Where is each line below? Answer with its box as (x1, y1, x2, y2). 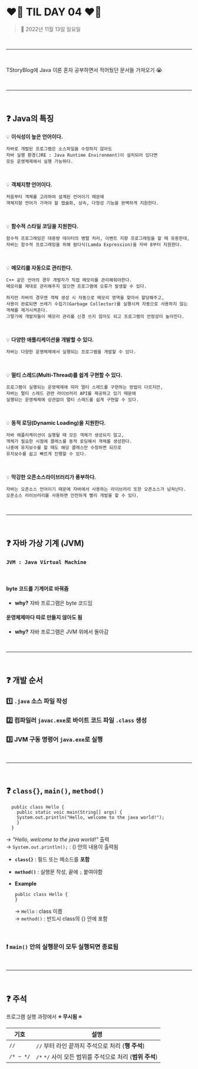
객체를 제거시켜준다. (6, 307, 48, 313)
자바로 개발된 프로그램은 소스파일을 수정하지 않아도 (6, 146, 113, 152)
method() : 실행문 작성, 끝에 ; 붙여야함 (14, 869, 103, 876)
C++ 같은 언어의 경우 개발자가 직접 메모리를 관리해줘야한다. (6, 277, 133, 283)
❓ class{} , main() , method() (6, 786, 104, 796)
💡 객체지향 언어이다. (6, 181, 52, 188)
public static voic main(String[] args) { (16, 810, 123, 816)
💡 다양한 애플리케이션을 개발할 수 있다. (6, 336, 94, 343)
